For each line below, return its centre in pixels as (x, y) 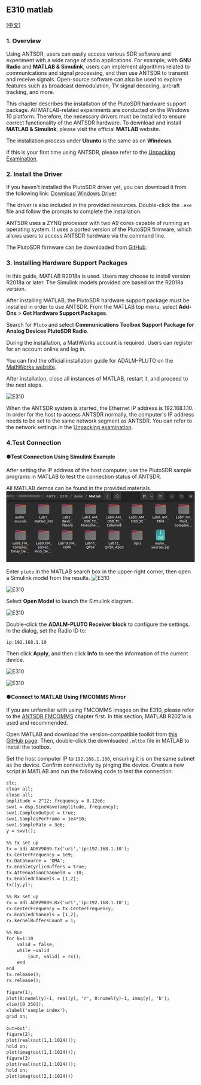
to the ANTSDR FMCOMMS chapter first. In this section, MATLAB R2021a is (99, 716)
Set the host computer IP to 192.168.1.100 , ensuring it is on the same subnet (100, 759)
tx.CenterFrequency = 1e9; (40, 855)
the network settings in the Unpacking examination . (70, 427)
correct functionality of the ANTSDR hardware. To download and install (94, 123)
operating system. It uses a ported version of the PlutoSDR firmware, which (99, 229)
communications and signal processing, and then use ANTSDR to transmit (97, 73)
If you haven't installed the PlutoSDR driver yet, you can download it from (96, 187)
